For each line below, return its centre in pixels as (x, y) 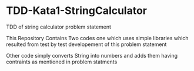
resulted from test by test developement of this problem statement (86, 44)
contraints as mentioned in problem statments (62, 62)
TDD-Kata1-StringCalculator (77, 11)
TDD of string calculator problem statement (59, 27)
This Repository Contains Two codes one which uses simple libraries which (97, 38)
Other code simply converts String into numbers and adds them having (92, 55)
